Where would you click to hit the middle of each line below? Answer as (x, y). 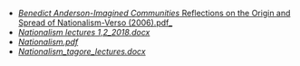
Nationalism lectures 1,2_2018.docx (84, 32)
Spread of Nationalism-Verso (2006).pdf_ (95, 23)
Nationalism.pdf (48, 42)
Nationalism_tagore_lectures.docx (82, 52)
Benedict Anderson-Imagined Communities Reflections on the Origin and (154, 13)
